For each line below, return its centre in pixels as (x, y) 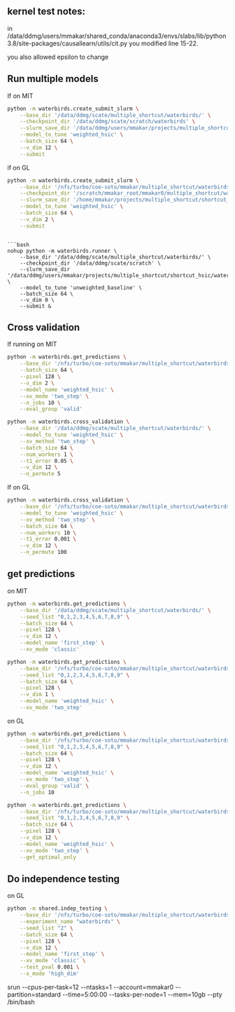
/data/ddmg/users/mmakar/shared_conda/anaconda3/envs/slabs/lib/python (117, 36)
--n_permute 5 (40, 474)
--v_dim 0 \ (37, 300)
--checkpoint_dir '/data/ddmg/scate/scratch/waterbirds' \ (108, 122)
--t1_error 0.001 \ (48, 539)
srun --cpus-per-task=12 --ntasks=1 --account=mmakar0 (91, 987)
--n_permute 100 (44, 553)
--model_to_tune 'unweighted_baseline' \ (81, 287)
